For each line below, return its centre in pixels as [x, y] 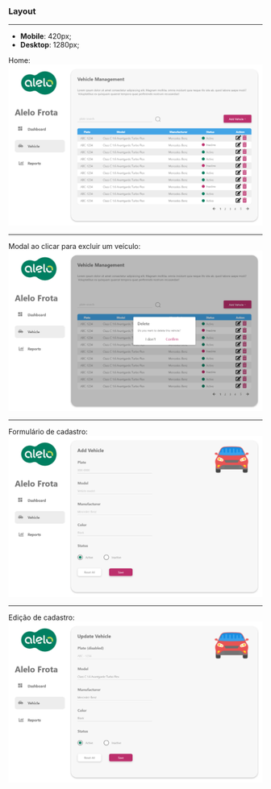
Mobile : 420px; [46, 36]
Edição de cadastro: [42, 617]
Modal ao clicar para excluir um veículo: [75, 246]
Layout [22, 11]
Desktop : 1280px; [50, 45]
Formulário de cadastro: [48, 432]
